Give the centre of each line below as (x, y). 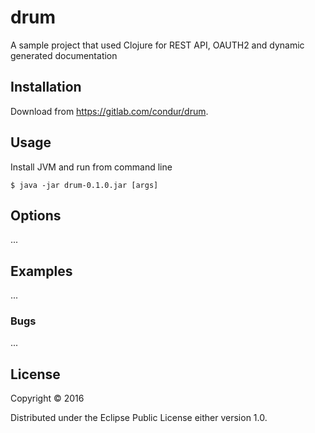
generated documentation (64, 55)
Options (36, 215)
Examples (41, 271)
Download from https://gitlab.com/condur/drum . (109, 111)
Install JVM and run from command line (91, 167)
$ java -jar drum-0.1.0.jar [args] (84, 185)
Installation (46, 87)
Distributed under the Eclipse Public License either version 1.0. (139, 418)
